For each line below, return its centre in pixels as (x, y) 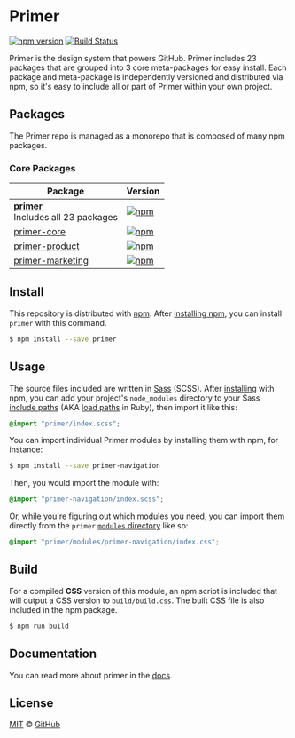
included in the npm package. (63, 609)
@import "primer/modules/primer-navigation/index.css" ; (114, 542)
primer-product (47, 246)
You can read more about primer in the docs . (91, 675)
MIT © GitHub (35, 725)
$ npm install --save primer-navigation (85, 466)
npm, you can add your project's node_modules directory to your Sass (135, 398)
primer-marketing (51, 261)
